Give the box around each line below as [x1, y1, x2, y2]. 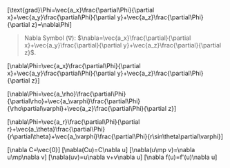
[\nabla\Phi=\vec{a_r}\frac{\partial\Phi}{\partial [7, 118, 140, 126]
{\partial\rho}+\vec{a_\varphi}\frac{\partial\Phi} [7, 97, 141, 105]
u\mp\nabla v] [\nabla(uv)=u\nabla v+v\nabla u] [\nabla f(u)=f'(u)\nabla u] [7, 153, 218, 161]
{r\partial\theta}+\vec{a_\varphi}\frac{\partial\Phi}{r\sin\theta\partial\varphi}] [7, 132, 223, 140]
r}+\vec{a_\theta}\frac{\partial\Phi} [7, 125, 106, 133]
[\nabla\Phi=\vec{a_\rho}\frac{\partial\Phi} [7, 90, 126, 98]
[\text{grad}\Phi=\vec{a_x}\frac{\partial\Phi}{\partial [7, 6, 155, 14]
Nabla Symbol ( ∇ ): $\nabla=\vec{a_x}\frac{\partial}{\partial [23, 34, 191, 42]
